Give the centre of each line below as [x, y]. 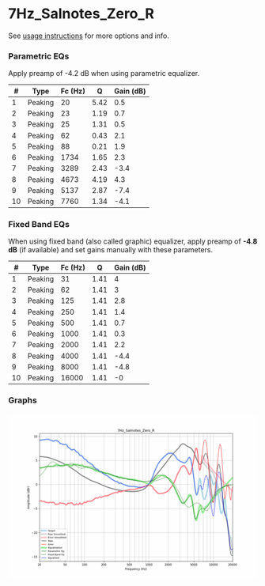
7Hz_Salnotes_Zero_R [81, 14]
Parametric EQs [39, 56]
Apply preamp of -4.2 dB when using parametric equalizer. [104, 74]
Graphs [23, 400]
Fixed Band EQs [39, 224]
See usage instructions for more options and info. [89, 36]
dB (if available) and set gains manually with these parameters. [111, 250]
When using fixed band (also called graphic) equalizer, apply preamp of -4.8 [133, 241]
